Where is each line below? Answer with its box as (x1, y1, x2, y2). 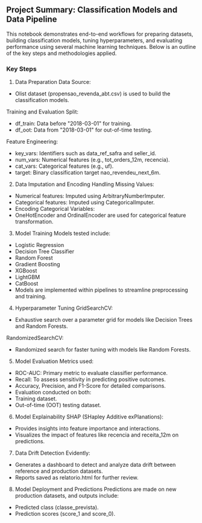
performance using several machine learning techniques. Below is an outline (6, 43, 196, 50)
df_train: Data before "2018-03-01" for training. (14, 120, 132, 127)
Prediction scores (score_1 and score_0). (14, 510, 116, 518)
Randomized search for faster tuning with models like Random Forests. (14, 346, 191, 353)
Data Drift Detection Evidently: (14, 449, 90, 457)
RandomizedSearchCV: (6, 335, 64, 342)
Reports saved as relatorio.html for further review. (14, 474, 139, 481)
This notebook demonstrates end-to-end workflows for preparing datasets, (6, 30, 194, 37)
